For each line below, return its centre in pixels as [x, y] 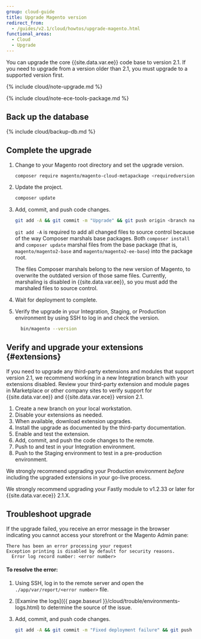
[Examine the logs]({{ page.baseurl [58, 601]
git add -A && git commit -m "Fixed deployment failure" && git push [103, 630]
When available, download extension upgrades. [73, 421]
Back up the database [48, 117]
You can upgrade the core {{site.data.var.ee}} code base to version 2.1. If [96, 62]
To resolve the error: [32, 569]
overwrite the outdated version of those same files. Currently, [91, 276]
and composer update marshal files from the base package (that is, [96, 245]
